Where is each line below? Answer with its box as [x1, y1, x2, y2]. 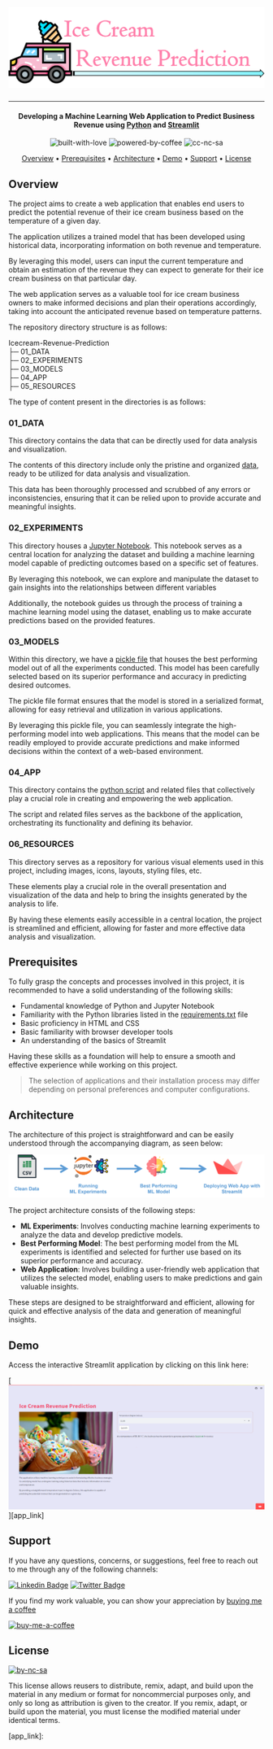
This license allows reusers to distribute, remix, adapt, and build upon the [8, 1681, 254, 1690]
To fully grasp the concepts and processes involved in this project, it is [8, 977, 245, 987]
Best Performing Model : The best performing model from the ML [19, 1239, 240, 1249]
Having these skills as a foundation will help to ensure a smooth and [8, 1052, 236, 1062]
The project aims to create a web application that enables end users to [8, 198, 245, 209]
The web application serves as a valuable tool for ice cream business [8, 290, 240, 299]
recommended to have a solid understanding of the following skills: [8, 985, 233, 995]
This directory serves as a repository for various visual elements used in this [8, 857, 264, 866]
